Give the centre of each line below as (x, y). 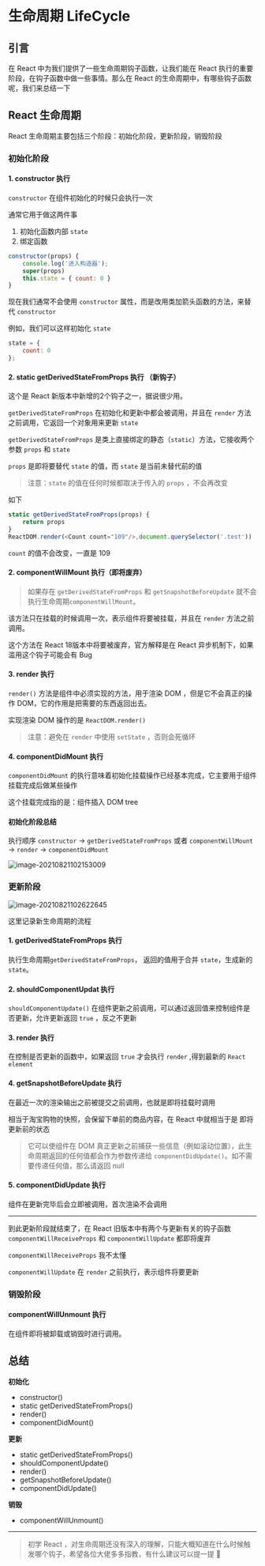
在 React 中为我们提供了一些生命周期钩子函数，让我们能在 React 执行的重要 (131, 68)
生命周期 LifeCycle (69, 16)
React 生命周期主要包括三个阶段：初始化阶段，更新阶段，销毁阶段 (115, 136)
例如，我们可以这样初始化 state (60, 328)
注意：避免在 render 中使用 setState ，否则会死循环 (111, 737)
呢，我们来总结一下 (39, 88)
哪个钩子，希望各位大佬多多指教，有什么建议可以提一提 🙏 (127, 1553)
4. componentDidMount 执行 (56, 757)
